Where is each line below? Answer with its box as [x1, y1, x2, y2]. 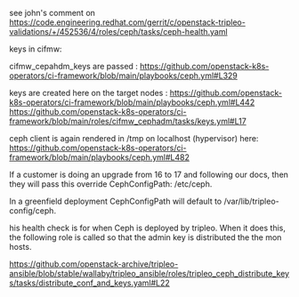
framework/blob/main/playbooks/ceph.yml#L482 [9, 152, 190, 163]
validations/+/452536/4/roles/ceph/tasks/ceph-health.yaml [9, 27, 229, 36]
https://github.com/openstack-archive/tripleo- [9, 259, 179, 269]
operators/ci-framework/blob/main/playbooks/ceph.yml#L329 [9, 70, 238, 81]
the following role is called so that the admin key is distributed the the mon [9, 232, 282, 243]
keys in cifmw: [9, 44, 62, 54]
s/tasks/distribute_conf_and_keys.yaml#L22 [9, 277, 171, 288]
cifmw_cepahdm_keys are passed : [9, 61, 138, 71]
